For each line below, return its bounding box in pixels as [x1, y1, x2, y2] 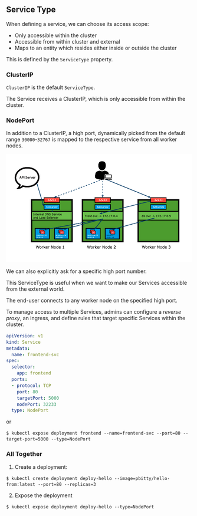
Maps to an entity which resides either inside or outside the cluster [14, 44, 177, 51]
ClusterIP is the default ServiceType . [6, 84, 96, 91]
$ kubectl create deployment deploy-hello [6, 475, 112, 481]
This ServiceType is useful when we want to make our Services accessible [6, 279, 188, 286]
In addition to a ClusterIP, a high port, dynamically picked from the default [6, 130, 186, 137]
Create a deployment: [14, 463, 68, 471]
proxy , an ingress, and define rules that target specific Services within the [6, 314, 186, 321]
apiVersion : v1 [6, 333, 44, 338]
